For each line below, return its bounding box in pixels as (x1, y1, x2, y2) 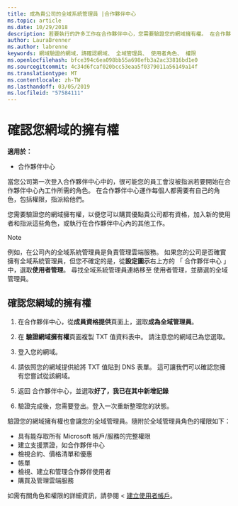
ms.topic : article (7, 17, 62, 24)
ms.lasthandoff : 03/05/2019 (7, 83, 91, 90)
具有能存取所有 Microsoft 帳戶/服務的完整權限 (17, 431, 151, 440)
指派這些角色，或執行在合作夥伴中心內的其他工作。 (19, 219, 169, 228)
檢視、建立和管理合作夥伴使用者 (17, 467, 111, 475)
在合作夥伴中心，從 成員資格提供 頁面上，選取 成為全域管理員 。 (17, 317, 198, 326)
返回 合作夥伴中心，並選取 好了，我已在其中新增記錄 (17, 386, 169, 395)
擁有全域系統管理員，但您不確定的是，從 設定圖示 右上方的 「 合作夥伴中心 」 (7, 257, 230, 265)
